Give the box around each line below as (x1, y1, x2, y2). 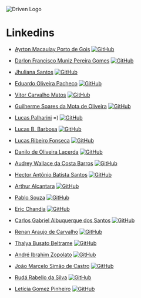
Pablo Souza (14, 194, 46, 201)
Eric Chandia (14, 205, 46, 212)
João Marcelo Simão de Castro (14, 262, 90, 269)
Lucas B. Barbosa (14, 125, 58, 133)
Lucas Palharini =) (14, 114, 59, 121)
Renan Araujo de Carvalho (14, 228, 78, 235)
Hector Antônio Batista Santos (14, 171, 88, 178)
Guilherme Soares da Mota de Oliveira (14, 102, 107, 110)
